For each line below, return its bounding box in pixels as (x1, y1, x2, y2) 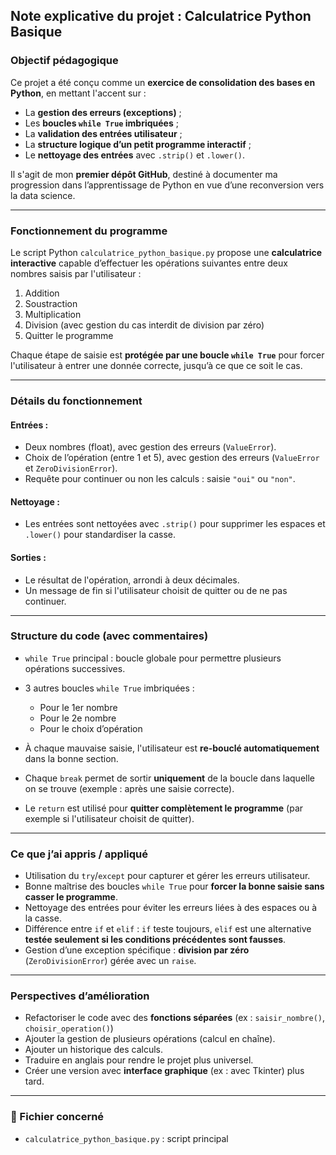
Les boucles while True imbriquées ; (24, 117, 179, 129)
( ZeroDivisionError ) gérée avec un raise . (24, 955, 197, 967)
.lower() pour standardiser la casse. (24, 529, 176, 541)
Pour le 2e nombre (39, 712, 117, 724)
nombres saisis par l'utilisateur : (10, 267, 142, 279)
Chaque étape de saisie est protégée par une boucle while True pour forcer (10, 349, 325, 361)
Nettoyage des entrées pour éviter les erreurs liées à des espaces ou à (24, 902, 318, 914)
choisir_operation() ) (24, 1022, 114, 1034)
